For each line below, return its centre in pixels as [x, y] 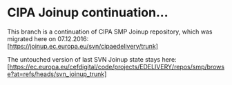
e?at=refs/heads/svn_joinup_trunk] [57, 74]
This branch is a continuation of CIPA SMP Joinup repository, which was [110, 32]
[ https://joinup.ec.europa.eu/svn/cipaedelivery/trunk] [83, 46]
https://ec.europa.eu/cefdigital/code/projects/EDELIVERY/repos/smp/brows [117, 66]
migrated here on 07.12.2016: [48, 38]
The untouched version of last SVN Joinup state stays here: [92, 59]
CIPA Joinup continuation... [88, 13]
